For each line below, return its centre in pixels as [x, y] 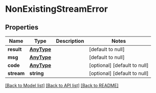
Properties [22, 27]
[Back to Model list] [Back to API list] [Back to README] [62, 85]
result [15, 49]
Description [70, 41]
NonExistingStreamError [56, 9]
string [37, 73]
